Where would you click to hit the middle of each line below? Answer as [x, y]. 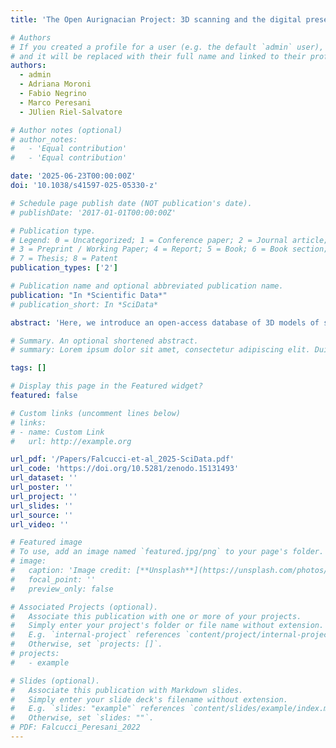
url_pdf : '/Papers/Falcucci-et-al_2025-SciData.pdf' [122, 459]
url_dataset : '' [44, 478]
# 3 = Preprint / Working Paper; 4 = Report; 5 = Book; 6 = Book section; [169, 249]
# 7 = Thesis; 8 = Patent [64, 259]
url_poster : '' [42, 487]
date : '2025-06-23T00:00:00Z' [73, 176]
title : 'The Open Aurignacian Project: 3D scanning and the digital [156, 19]
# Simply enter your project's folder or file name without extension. [167, 626]
